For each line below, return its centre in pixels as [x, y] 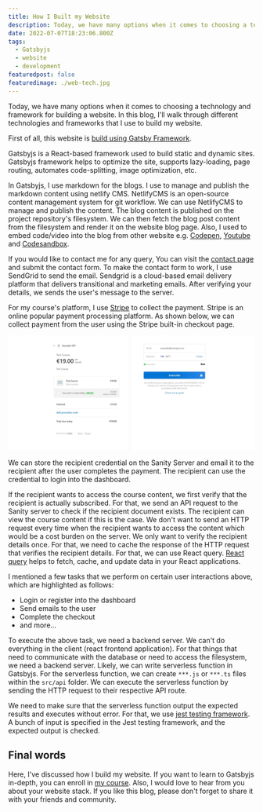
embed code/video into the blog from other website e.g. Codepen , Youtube [129, 235]
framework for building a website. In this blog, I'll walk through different [123, 115]
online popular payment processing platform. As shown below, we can [121, 316]
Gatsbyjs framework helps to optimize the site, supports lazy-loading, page [129, 162]
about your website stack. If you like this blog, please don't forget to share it [131, 791]
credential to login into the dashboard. [70, 479]
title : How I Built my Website [59, 16]
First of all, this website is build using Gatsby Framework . [100, 138]
